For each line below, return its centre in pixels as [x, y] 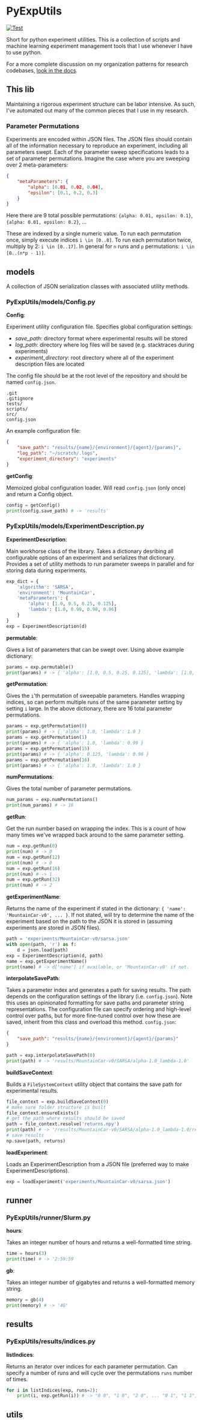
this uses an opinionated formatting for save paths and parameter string [95, 1003]
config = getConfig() [33, 505]
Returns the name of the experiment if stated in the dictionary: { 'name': [96, 908]
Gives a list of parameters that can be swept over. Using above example [95, 650]
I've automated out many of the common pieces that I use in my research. [97, 110]
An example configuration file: [44, 431]
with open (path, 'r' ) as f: [41, 945]
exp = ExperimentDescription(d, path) [55, 956]
